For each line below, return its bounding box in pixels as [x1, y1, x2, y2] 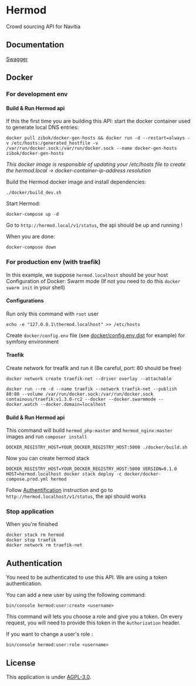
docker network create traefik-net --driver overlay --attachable [6, 376, 172, 382]
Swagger [6, 55, 28, 62]
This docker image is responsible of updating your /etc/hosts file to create [6, 161, 186, 168]
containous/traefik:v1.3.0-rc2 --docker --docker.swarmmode [6, 396, 157, 402]
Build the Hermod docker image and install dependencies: [6, 178, 147, 185]
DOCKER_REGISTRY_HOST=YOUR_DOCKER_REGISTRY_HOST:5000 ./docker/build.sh [6, 444, 188, 450]
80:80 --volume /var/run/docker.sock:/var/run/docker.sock [6, 391, 154, 397]
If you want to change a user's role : [6, 631, 93, 638]
